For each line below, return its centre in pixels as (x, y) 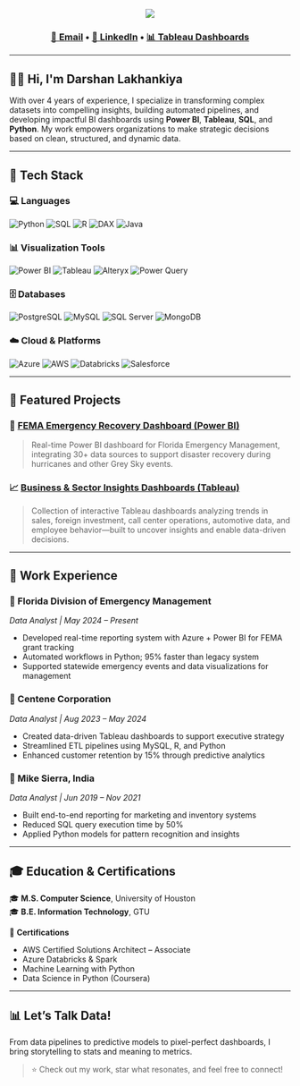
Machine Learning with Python (79, 968)
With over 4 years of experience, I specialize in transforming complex (137, 101)
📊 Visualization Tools (57, 248)
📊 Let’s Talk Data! (60, 1016)
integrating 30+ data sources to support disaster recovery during (150, 454)
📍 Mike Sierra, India (52, 778)
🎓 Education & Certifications (92, 872)
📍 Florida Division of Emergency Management (110, 601)
